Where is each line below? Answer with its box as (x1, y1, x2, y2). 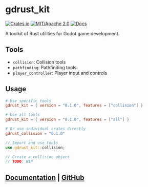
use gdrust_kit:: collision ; (5, 145, 66, 150)
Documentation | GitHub (5, 173, 84, 182)
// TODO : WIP (5, 159, 33, 164)
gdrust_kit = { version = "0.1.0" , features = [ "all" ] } (5, 117, 130, 122)
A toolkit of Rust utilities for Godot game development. (5, 30, 120, 36)
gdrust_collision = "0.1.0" (5, 131, 66, 136)
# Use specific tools (5, 98, 52, 103)
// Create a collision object (5, 154, 70, 159)
